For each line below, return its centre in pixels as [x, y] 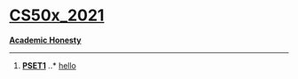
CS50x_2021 [57, 16]
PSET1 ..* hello [49, 65]
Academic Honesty [45, 40]
